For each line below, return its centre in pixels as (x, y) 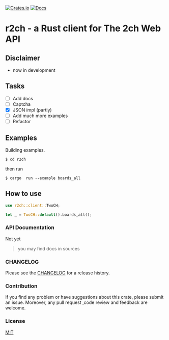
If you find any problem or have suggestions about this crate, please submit (84, 297)
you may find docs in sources (49, 248)
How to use (23, 194)
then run (14, 168)
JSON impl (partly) (32, 110)
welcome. (16, 308)
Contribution (21, 286)
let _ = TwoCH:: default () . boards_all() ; (49, 215)
